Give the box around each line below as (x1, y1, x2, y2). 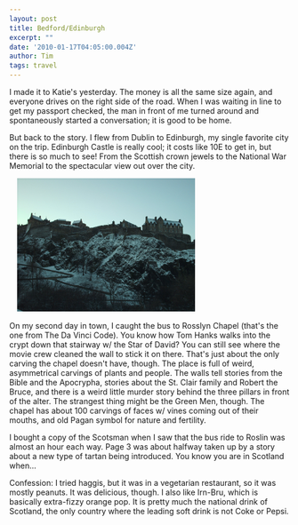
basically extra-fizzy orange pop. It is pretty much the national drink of (9, 497, 269, 506)
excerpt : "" (9, 33, 53, 42)
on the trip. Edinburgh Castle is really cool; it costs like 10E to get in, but (9, 142, 271, 152)
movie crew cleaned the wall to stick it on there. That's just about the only (9, 349, 280, 359)
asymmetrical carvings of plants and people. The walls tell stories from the (9, 368, 283, 378)
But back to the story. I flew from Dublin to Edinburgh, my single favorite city (9, 132, 289, 142)
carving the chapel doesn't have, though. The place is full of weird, (9, 358, 255, 369)
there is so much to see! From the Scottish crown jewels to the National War (9, 151, 287, 162)
